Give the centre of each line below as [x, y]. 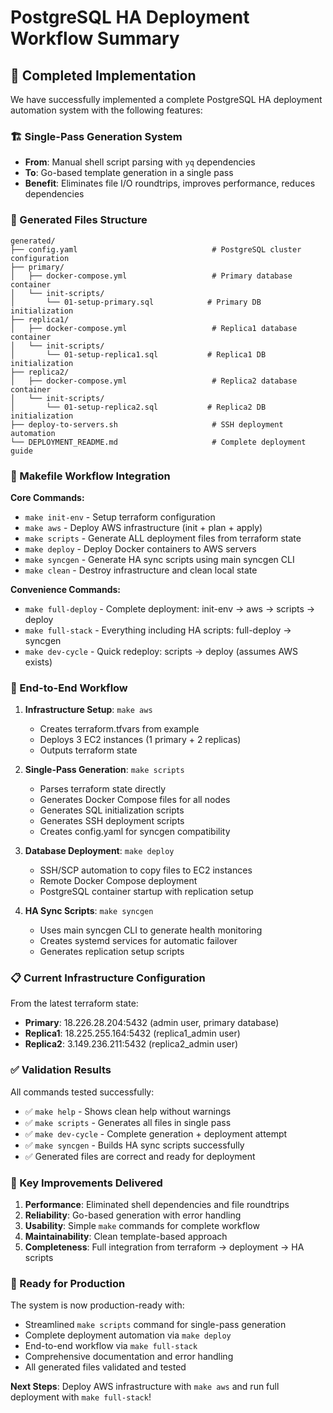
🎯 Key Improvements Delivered [86, 1183]
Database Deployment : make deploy [99, 851]
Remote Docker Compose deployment [118, 881]
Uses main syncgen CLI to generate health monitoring [151, 930]
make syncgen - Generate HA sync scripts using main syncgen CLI [159, 559]
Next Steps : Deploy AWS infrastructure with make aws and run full [145, 1387]
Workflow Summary [95, 38]
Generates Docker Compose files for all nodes [135, 800]
